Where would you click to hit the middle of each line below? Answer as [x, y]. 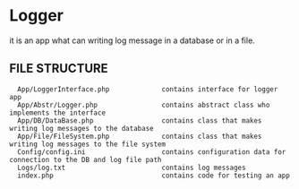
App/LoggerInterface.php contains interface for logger [148, 89]
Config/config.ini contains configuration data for [152, 152]
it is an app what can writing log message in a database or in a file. [132, 40]
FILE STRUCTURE [59, 69]
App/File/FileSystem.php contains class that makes [140, 136]
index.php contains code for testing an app [154, 176]
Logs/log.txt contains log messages [132, 168]
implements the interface [57, 113]
